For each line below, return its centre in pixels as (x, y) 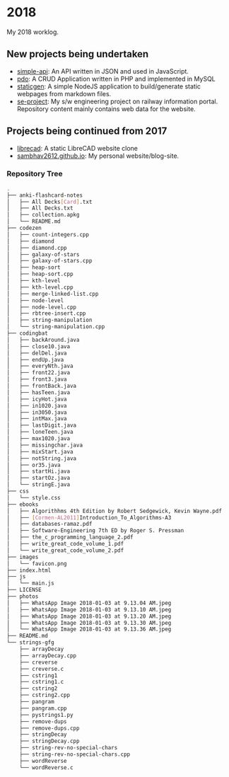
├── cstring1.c (42, 682)
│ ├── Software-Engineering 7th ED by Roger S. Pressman (95, 531)
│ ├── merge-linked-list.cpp (53, 294)
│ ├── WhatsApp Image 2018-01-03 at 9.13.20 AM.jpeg (89, 616)
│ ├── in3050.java (37, 412)
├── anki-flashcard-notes (45, 195)
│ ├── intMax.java (37, 419)
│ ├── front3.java (37, 379)
